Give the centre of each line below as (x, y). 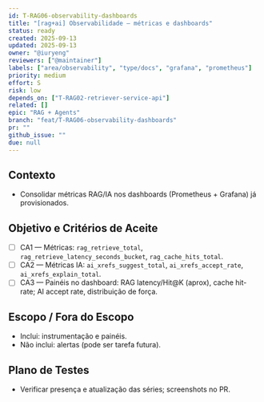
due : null (25, 142)
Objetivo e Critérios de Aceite (83, 228)
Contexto (32, 175)
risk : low (25, 90)
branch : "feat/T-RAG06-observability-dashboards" (93, 120)
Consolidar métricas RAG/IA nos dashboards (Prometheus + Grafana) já (138, 194)
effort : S (25, 83)
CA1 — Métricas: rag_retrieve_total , (81, 248)
